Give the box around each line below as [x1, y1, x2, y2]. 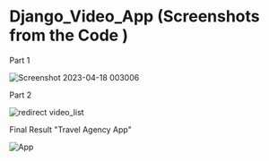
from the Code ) [9, 25, 128, 46]
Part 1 [9, 55, 30, 65]
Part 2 [9, 89, 32, 100]
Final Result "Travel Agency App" [9, 123, 132, 135]
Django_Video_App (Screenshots [9, 6, 260, 27]
